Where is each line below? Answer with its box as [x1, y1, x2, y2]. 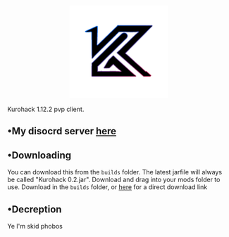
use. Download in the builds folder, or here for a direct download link [7, 183, 208, 191]
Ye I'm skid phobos [7, 222, 63, 231]
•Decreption [7, 203, 62, 215]
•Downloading [7, 149, 72, 161]
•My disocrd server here [7, 125, 117, 137]
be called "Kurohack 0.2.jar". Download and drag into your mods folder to [7, 175, 221, 184]
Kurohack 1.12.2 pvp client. [7, 105, 85, 113]
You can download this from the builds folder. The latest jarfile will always [7, 168, 223, 177]
